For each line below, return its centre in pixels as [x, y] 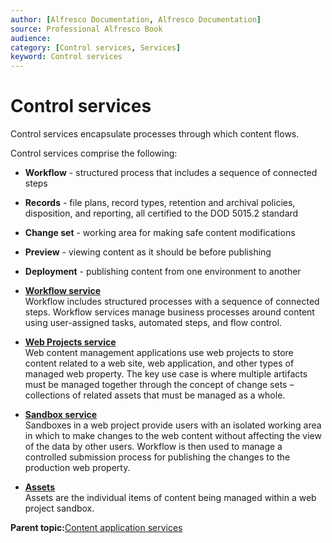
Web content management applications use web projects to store [159, 353]
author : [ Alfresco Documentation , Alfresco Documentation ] [136, 19]
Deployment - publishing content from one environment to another [163, 272]
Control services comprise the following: [94, 153]
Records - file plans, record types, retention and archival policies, [160, 203]
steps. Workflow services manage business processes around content [169, 312]
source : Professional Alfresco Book [86, 29]
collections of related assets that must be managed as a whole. [155, 395]
